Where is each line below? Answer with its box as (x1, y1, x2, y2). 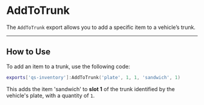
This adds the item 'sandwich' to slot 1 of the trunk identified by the (6, 85, 175, 92)
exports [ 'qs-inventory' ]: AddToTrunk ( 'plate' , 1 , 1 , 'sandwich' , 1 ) (6, 74, 181, 80)
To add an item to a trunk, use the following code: (6, 63, 131, 70)
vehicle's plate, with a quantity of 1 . (6, 92, 95, 99)
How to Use (6, 46, 51, 57)
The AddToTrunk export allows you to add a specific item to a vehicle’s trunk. (6, 24, 196, 31)
